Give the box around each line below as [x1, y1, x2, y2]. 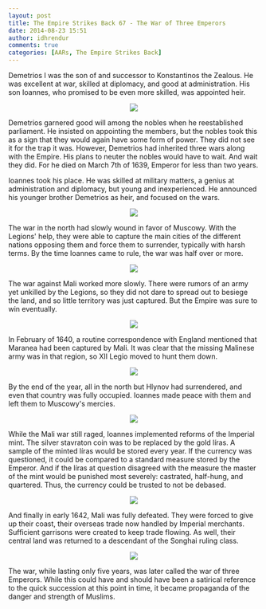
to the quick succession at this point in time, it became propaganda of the [8, 583, 250, 592]
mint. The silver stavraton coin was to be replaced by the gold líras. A [8, 438, 236, 447]
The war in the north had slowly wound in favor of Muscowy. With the [8, 223, 237, 232]
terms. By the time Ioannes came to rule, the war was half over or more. [8, 249, 244, 257]
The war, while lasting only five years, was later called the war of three [8, 567, 241, 576]
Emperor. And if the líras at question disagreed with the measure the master [8, 463, 256, 473]
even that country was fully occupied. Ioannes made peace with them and [8, 391, 252, 399]
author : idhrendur [8, 33, 69, 42]
